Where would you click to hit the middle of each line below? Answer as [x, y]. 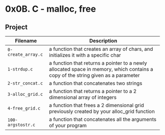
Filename [26, 41]
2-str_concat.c [25, 83]
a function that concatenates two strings [96, 83]
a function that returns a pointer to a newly [98, 63]
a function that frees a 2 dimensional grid [96, 105]
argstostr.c [22, 125]
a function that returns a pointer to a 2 [93, 91]
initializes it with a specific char [85, 55]
